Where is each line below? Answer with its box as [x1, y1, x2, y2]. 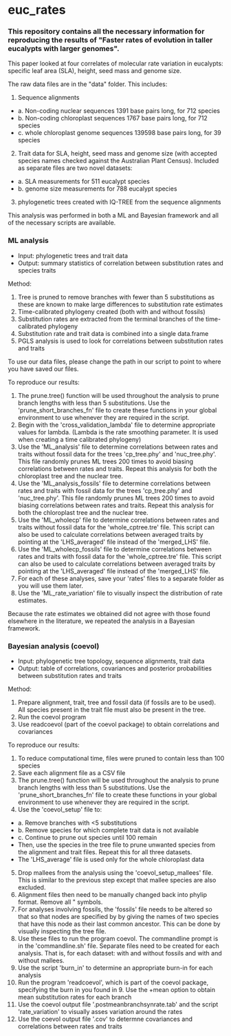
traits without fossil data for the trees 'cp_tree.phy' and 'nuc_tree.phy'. [17, 450, 217, 458]
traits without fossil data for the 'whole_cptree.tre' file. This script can [17, 522, 215, 531]
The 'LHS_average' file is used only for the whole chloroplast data [17, 856, 205, 864]
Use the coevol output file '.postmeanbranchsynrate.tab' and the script [17, 1000, 219, 1008]
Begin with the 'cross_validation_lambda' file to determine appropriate [17, 421, 216, 429]
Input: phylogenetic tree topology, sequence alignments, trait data [17, 657, 205, 666]
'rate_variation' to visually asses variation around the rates [17, 1008, 183, 1016]
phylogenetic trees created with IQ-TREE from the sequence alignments [17, 198, 221, 207]
